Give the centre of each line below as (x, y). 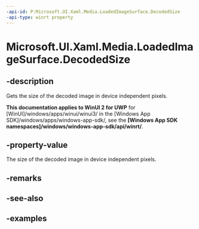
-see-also (25, 198)
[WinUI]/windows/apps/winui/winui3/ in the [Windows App (78, 113)
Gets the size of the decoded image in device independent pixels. (87, 95)
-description (30, 81)
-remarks (24, 178)
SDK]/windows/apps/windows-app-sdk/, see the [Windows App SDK (92, 120)
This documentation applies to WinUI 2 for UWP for (71, 107)
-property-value (37, 145)
